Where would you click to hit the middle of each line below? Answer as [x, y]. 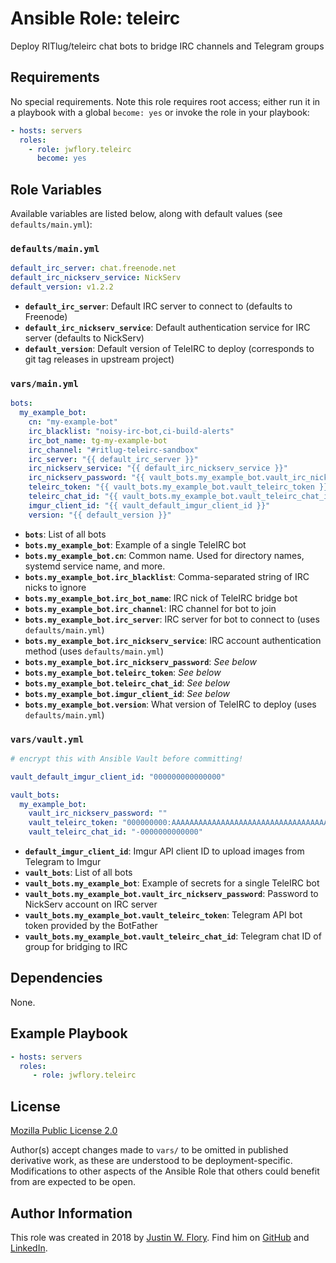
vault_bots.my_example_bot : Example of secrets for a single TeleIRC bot [172, 883]
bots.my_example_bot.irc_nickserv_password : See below [140, 661]
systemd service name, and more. [95, 566]
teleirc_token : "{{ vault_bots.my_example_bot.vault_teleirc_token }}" [180, 487]
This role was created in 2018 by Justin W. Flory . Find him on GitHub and [160, 1237]
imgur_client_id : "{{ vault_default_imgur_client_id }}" [149, 505]
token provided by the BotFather [91, 926]
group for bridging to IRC [76, 947]
